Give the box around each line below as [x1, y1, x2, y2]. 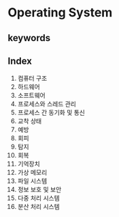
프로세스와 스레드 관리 [17, 100, 77, 108]
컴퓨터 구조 [17, 74, 48, 83]
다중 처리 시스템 [17, 194, 60, 203]
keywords [7, 32, 50, 44]
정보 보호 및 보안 [17, 186, 62, 194]
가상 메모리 [17, 168, 48, 177]
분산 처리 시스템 [17, 203, 60, 211]
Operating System [7, 5, 113, 21]
